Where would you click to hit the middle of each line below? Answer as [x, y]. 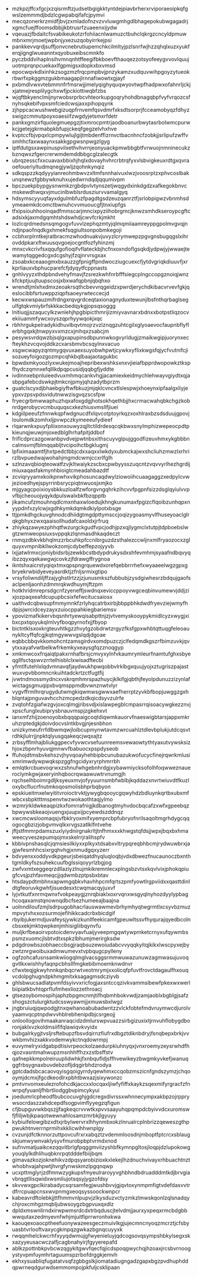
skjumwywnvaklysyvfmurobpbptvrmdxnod [64, 1141]
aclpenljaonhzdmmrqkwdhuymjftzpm [57, 584]
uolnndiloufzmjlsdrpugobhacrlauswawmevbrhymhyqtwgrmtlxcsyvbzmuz [101, 907]
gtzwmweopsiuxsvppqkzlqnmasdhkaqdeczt [66, 533]
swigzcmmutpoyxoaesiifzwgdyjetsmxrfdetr [65, 116]
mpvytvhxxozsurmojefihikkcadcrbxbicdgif [63, 913]
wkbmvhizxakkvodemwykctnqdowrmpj [60, 1039]
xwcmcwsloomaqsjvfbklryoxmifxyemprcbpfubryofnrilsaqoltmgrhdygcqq [101, 818]
